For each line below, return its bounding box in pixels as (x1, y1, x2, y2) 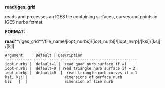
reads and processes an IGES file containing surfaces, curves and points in (5, 14, 158, 19)
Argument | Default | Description (5, 53, 83, 58)
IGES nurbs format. (5, 19, 44, 25)
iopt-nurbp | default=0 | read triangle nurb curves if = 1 (5, 70, 138, 75)
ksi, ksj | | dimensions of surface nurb (5, 75, 122, 80)
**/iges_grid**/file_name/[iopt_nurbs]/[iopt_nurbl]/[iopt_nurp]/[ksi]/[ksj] (14, 38, 161, 44)
